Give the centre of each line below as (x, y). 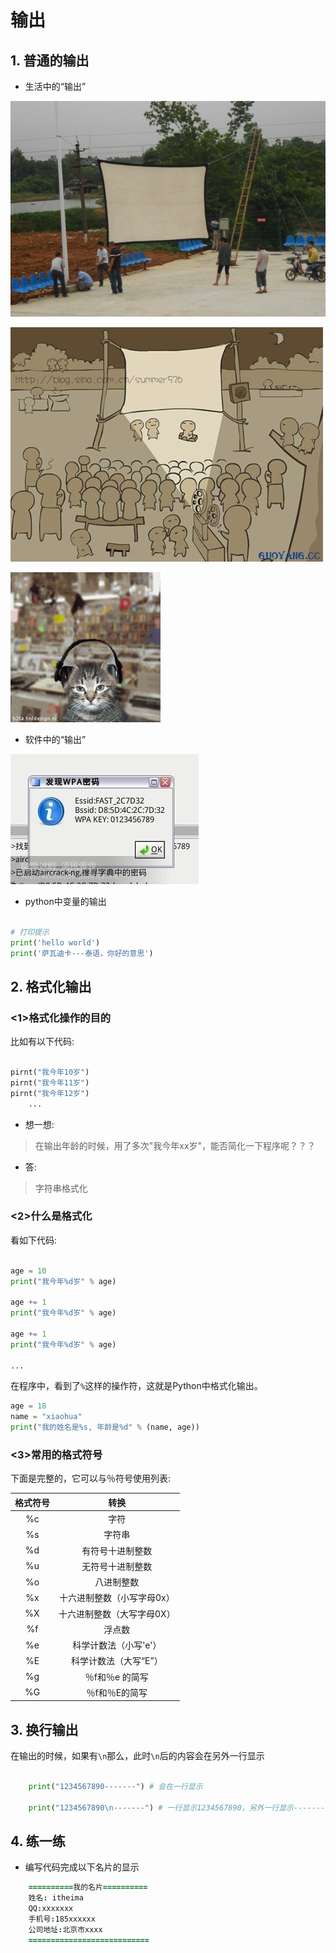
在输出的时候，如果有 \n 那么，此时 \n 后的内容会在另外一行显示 (137, 1756)
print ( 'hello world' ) (55, 942)
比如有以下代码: (42, 1042)
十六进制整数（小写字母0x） (116, 1598)
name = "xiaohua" (46, 1417)
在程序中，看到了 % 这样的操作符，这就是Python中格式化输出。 (136, 1386)
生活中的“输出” (55, 86)
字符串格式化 (61, 1188)
